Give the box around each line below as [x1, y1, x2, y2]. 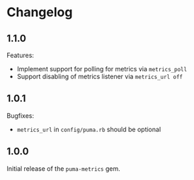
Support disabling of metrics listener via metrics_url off [16, 72, 183, 80]
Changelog [6, 4, 73, 20]
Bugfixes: [6, 111, 35, 120]
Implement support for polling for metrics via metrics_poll [16, 65, 188, 73]
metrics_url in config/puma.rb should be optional [16, 125, 161, 133]
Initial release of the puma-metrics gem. [6, 164, 121, 173]
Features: [6, 51, 35, 59]
